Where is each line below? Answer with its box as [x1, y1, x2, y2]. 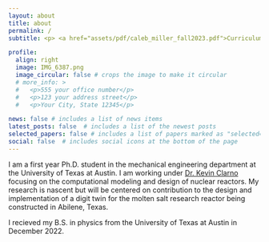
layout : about [8, 11, 56, 20]
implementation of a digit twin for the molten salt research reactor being [8, 193, 246, 203]
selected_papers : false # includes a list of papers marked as [8, 130, 224, 139]
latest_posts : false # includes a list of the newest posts [8, 123, 217, 131]
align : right [15, 56, 59, 64]
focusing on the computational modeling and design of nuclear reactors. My [8, 176, 259, 186]
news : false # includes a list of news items [8, 115, 163, 123]
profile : [8, 49, 38, 57]
